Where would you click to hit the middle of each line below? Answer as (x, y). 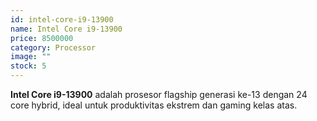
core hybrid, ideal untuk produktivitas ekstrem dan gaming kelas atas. (154, 105)
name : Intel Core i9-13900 (66, 29)
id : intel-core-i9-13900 (62, 19)
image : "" (31, 57)
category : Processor (53, 47)
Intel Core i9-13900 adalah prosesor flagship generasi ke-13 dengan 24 (159, 94)
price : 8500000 (42, 38)
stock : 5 (28, 66)
